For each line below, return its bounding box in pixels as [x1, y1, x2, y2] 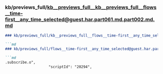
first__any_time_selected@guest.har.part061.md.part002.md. [5, 16, 155, 23]
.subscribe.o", [5, 60, 36, 65]
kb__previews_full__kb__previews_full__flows [47, 4, 157, 11]
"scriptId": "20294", [48, 64, 92, 69]
